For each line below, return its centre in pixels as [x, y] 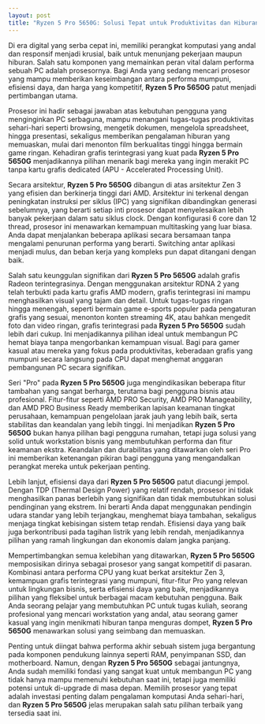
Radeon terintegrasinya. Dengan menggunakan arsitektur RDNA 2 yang [124, 284]
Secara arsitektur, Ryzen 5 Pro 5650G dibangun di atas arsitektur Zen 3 [125, 184]
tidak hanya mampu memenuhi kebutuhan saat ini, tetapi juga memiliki [122, 679]
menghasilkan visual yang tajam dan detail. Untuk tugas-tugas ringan [121, 300]
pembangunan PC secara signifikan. [67, 367]
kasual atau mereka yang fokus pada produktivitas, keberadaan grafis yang [131, 351]
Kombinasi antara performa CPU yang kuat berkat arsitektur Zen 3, [117, 572]
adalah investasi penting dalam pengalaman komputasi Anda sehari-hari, [126, 696]
